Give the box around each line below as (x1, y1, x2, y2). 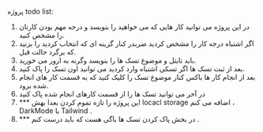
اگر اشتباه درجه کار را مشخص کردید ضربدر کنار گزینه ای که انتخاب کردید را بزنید (18, 39, 254, 48)
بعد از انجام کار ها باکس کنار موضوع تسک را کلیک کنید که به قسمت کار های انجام (18, 73, 256, 81)
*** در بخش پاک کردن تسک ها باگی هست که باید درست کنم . (18, 115, 200, 123)
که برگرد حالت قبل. (18, 47, 77, 56)
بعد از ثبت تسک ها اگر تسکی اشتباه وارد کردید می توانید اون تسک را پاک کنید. (18, 64, 246, 74)
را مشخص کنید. (18, 31, 65, 40)
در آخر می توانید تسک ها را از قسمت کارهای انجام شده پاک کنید (18, 89, 206, 98)
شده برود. (18, 81, 49, 90)
